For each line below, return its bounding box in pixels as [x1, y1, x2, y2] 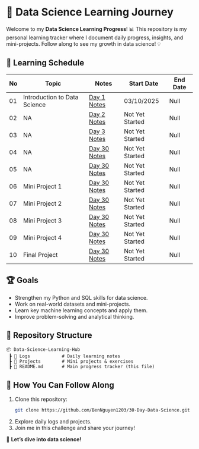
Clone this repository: [14, 395, 68, 403]
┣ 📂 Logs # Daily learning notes [8, 353, 120, 359]
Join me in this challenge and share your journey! [14, 425, 135, 432]
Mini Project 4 [23, 233, 62, 241]
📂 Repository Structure [6, 330, 92, 340]
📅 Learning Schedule [6, 58, 85, 68]
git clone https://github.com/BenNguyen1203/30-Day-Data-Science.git [14, 407, 191, 413]
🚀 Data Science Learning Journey [6, 5, 174, 19]
